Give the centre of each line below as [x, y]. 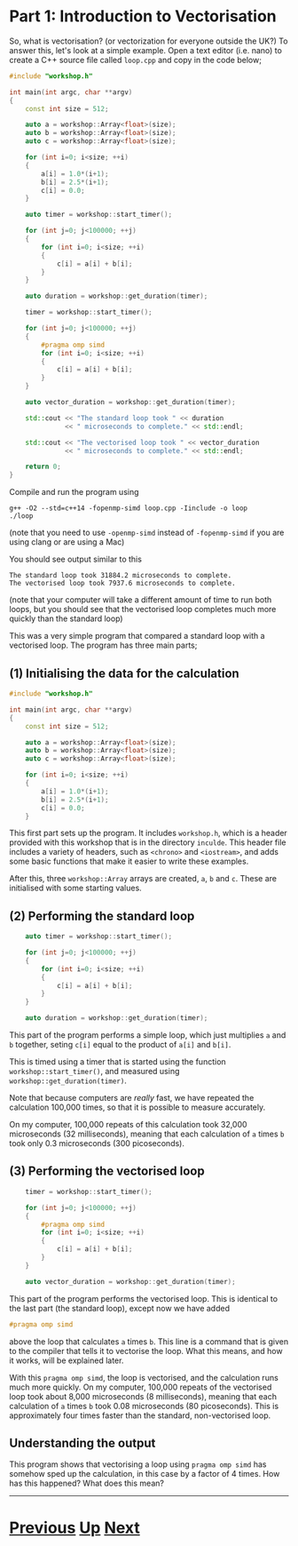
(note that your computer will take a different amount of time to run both [141, 600]
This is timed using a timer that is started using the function [118, 1062]
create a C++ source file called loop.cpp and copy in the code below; [135, 60]
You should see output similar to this [75, 559]
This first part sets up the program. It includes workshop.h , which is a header [149, 833]
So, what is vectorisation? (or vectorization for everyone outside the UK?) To [149, 41]
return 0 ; [43, 467]
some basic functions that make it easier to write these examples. [129, 861]
